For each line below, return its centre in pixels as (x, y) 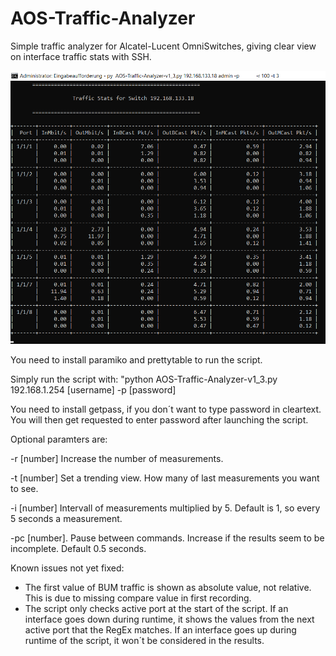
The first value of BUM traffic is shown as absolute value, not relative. (168, 588)
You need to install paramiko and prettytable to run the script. (136, 360)
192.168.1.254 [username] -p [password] (93, 390)
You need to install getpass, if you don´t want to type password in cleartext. (166, 409)
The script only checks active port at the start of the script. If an (156, 609)
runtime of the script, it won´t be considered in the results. (144, 641)
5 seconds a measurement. (66, 519)
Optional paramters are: (59, 439)
